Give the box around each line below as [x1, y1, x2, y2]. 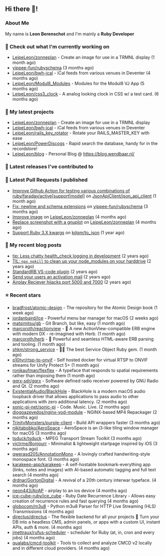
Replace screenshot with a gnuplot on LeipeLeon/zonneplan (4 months [12, 219, 157, 225]
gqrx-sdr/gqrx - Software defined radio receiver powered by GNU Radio [12, 378, 159, 384]
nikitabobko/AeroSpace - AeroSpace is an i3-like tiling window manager [12, 425, 159, 431]
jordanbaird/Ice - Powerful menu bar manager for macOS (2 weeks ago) [12, 315, 159, 321]
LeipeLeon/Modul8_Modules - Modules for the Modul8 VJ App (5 [12, 80, 145, 86]
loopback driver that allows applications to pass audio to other [12, 394, 139, 400]
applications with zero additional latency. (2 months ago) [12, 399, 128, 405]
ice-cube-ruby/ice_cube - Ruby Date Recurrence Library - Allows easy [12, 493, 156, 499]
